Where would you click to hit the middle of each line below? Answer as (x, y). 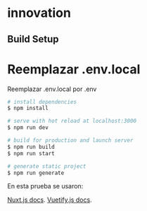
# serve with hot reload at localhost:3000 (72, 121)
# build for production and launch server (70, 140)
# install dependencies (42, 102)
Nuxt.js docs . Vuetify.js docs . (50, 200)
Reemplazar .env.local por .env (52, 89)
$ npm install (28, 108)
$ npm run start (31, 153)
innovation (39, 13)
